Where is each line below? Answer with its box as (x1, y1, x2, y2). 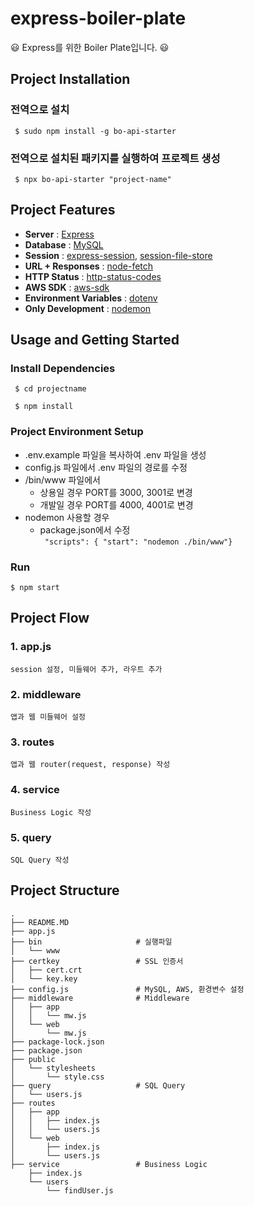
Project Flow (10, 610, 90, 627)
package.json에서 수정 (39, 523, 131, 536)
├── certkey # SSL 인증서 (10, 956, 184, 966)
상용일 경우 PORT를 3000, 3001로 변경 (39, 486, 193, 498)
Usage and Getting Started (10, 332, 180, 349)
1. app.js (10, 640, 52, 654)
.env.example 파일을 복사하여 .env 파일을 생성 (24, 448, 207, 461)
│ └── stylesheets (10, 1063, 97, 1073)
